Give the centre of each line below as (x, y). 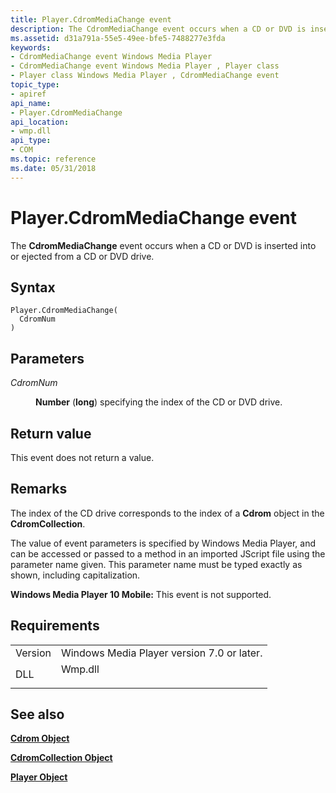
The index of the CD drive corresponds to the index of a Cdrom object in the (167, 513)
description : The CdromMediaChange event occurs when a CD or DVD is (158, 29)
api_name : (31, 103)
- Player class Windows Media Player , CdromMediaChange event (145, 76)
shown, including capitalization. (75, 575)
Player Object (39, 777)
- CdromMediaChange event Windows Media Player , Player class (145, 66)
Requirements (55, 626)
